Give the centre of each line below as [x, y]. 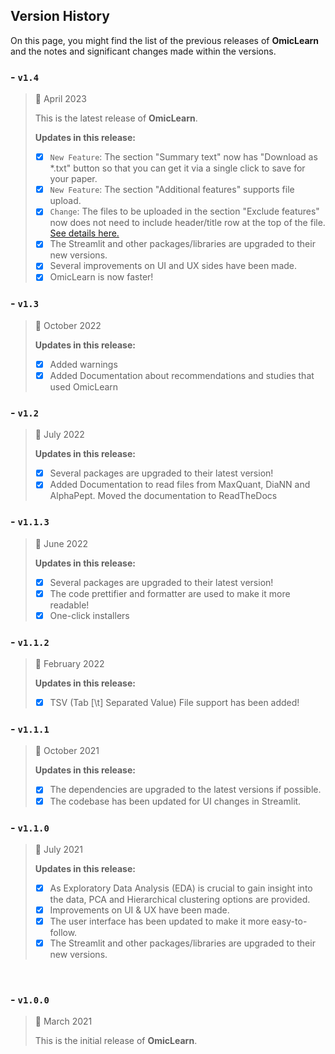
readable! [69, 605]
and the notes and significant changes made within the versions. [143, 51]
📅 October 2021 [67, 751]
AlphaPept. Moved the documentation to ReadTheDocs [163, 496]
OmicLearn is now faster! [101, 277]
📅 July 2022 [59, 435]
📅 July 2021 [59, 849]
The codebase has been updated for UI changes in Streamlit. [175, 801]
